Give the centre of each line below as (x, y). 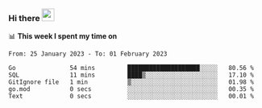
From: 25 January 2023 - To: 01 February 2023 (88, 54)
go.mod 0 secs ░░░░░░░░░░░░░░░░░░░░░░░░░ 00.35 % (131, 89)
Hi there (24, 18)
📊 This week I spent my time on (63, 36)
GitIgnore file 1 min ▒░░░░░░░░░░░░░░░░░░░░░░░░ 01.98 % (131, 82)
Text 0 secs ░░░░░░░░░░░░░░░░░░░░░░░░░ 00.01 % (131, 97)
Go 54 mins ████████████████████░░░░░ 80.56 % (131, 69)
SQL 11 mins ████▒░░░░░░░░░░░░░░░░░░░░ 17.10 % (131, 75)
